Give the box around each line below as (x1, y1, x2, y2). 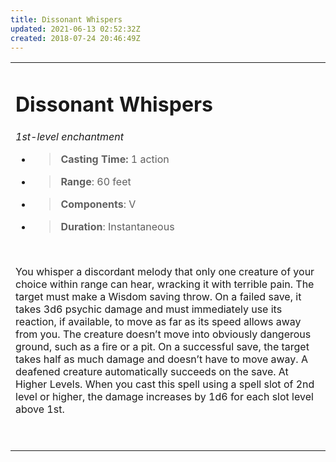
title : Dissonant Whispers (10, 14, 123, 25)
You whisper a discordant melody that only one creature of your (15, 264, 315, 278)
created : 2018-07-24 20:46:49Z (10, 33, 141, 43)
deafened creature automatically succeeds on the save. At (15, 364, 289, 378)
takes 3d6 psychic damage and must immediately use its (15, 302, 283, 316)
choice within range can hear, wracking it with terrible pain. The (15, 277, 315, 291)
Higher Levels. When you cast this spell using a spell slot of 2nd (15, 377, 315, 391)
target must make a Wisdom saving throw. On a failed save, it (15, 289, 302, 303)
